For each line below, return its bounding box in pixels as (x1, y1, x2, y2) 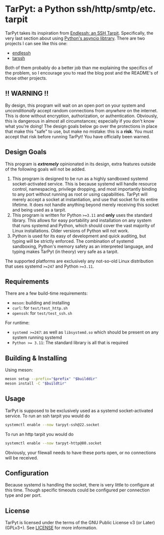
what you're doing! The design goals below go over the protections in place (5, 123, 158, 129)
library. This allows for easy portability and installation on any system (12, 217, 152, 223)
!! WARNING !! (5, 89, 49, 98)
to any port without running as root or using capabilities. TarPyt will (12, 191, 148, 197)
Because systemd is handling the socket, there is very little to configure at (5, 482, 155, 488)
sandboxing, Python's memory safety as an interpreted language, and (12, 243, 153, 249)
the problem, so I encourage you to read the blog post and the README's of (5, 70, 159, 76)
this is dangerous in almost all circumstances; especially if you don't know (5, 118, 155, 124)
